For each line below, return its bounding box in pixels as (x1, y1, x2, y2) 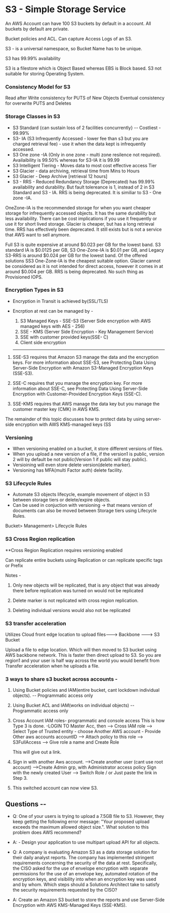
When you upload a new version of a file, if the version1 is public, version (12, 451, 165, 457)
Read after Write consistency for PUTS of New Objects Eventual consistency (5, 95, 165, 101)
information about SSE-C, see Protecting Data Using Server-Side (12, 385, 148, 391)
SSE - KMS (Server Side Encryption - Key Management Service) (20, 328, 154, 334)
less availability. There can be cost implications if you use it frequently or (5, 215, 157, 222)
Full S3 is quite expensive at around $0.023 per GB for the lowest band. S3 (5, 241, 161, 248)
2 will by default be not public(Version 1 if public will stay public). (12, 456, 148, 463)
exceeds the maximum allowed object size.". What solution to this (12, 824, 149, 830)
